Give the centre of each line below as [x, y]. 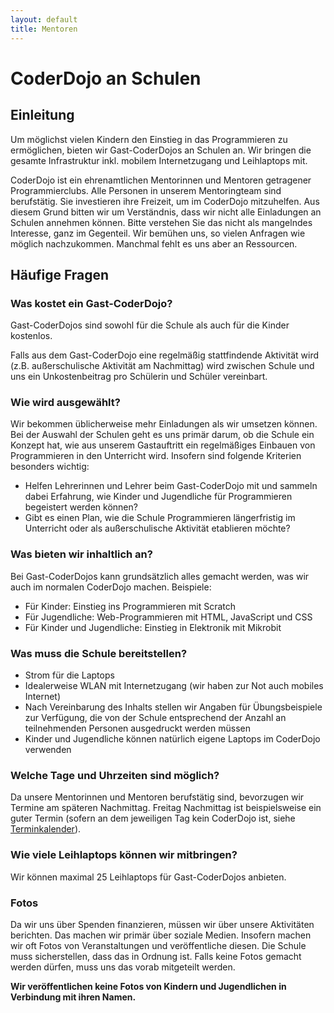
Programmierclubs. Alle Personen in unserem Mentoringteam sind [146, 190]
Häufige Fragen [60, 274]
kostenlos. [31, 336]
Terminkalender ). [46, 829]
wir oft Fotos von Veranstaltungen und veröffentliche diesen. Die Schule [158, 945]
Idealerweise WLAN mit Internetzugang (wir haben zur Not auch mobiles [174, 686]
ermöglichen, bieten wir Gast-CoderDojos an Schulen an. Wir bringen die [161, 150]
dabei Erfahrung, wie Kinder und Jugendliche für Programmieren [158, 497]
